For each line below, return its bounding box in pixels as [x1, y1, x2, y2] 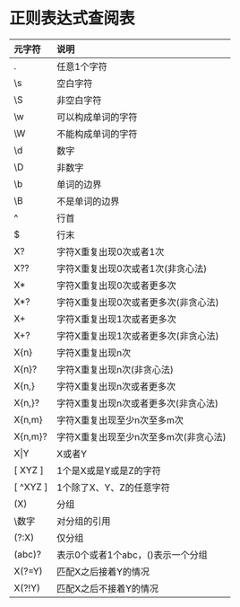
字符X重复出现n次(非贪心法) [56, 363, 175, 375]
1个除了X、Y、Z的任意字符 [56, 481, 170, 494]
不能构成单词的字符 [56, 128, 138, 140]
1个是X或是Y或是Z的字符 [56, 464, 161, 477]
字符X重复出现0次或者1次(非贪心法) [56, 262, 208, 275]
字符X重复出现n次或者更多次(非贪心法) [56, 397, 219, 409]
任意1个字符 [56, 60, 107, 73]
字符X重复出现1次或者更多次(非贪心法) [56, 330, 219, 342]
